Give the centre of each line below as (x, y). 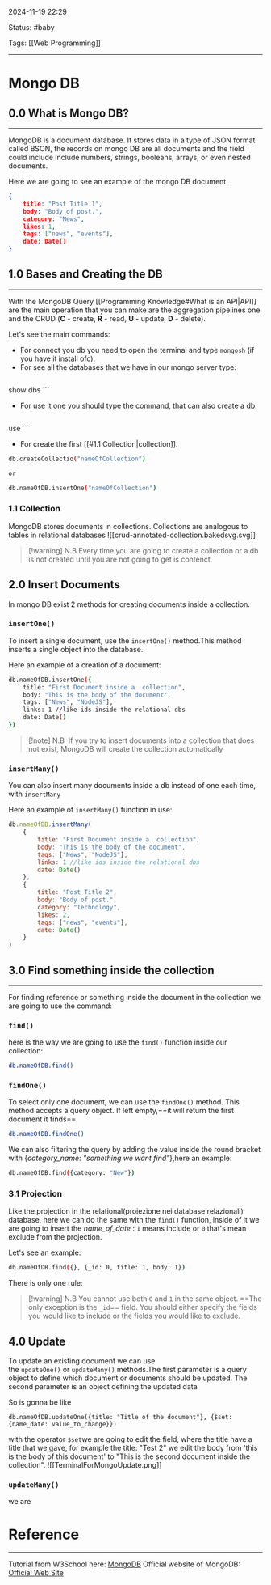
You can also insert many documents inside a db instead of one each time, (132, 786)
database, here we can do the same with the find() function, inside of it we (134, 1220)
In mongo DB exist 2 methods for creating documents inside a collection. (129, 604)
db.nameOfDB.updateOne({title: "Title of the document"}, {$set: (120, 1418)
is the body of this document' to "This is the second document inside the (129, 1456)
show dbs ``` (29, 390)
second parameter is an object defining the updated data (103, 1387)
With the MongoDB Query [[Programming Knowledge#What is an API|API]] (132, 301)
